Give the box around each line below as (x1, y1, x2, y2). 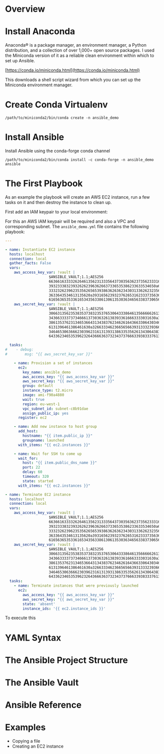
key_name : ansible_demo (22, 369, 71, 375)
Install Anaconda (5, 26, 76, 37)
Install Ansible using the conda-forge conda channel (5, 148, 110, 154)
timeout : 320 (22, 474, 49, 479)
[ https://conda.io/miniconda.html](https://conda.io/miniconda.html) (5, 67, 140, 73)
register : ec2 (18, 416, 47, 420)
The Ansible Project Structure (5, 654, 128, 666)
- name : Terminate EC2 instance (5, 492, 71, 497)
